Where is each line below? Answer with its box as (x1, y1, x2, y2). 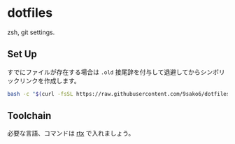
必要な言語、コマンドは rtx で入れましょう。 (7, 129, 135, 138)
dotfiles (7, 5, 53, 21)
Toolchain (7, 110, 52, 122)
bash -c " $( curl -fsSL (7, 90, 73, 97)
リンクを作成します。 (19, 76, 80, 85)
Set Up (7, 48, 37, 60)
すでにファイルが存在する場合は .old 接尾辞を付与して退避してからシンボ (7, 68, 219, 76)
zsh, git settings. (7, 28, 55, 36)
